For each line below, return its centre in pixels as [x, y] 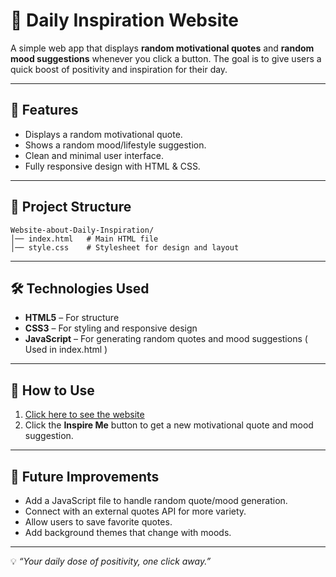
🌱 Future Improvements [85, 476]
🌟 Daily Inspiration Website [124, 20]
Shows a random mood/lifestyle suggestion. [115, 145]
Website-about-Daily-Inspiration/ [82, 230]
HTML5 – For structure [72, 318]
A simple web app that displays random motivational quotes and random [162, 48]
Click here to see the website [84, 415]
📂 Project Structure [71, 207]
